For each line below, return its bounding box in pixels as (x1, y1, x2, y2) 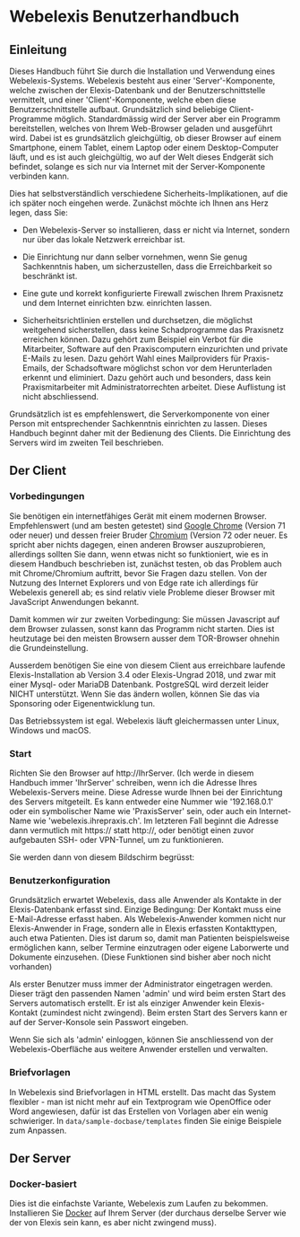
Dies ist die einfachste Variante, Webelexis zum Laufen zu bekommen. (9, 1198, 269, 1209)
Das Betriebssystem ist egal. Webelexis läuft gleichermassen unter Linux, (9, 715, 279, 726)
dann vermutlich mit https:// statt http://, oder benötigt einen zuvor (9, 824, 254, 836)
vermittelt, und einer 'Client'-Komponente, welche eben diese (9, 94, 237, 105)
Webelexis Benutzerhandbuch (9, 6, 240, 27)
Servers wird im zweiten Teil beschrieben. (9, 437, 164, 448)
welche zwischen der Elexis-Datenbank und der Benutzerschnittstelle (9, 85, 266, 95)
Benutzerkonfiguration (9, 873, 111, 886)
